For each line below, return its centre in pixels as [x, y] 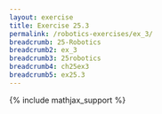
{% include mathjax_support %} [68, 100]
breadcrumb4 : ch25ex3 [49, 67]
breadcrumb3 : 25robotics [55, 58]
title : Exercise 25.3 [49, 26]
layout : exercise [41, 17]
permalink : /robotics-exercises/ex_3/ [81, 34]
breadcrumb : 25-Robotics [55, 42]
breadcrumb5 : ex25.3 [48, 75]
